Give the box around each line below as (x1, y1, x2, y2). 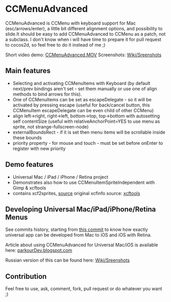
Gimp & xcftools (12, 185, 46, 191)
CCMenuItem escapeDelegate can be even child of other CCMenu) (12, 107, 154, 113)
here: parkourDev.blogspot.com (5, 247, 72, 253)
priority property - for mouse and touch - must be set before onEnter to (12, 140, 163, 146)
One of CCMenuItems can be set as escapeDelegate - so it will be (12, 96, 152, 102)
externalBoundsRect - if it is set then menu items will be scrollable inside (12, 129, 165, 135)
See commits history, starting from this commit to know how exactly (5, 226, 148, 233)
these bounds (12, 134, 42, 141)
